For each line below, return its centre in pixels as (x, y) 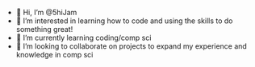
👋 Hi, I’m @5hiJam (46, 12)
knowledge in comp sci (54, 55)
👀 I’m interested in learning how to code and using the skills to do (124, 21)
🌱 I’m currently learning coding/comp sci (84, 37)
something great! (44, 29)
